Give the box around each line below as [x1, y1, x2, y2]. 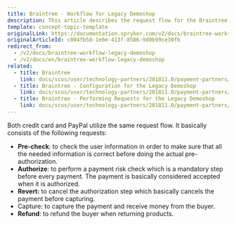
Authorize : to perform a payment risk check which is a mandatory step [17, 165, 223, 173]
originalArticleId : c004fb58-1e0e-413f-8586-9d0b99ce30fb [7, 37, 181, 44]
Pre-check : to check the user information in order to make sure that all [17, 142, 223, 150]
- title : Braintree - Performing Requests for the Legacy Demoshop [13, 96, 216, 103]
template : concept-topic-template [7, 23, 109, 30]
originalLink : [7, 30, 49, 37]
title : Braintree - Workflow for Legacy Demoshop [7, 10, 156, 18]
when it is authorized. [17, 179, 81, 188]
